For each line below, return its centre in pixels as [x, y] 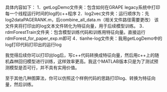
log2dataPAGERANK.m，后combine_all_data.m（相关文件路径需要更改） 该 [82, 20]
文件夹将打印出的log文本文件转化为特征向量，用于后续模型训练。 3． [76, 26]
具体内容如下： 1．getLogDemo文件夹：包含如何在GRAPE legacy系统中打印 [83, 7]
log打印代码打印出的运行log [33, 45]
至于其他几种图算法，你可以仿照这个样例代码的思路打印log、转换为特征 [78, 78]
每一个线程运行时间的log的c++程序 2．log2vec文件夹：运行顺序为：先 [77, 13]
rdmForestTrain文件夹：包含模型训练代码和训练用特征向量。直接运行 [75, 32]
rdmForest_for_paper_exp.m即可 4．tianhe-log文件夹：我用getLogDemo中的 [84, 38]
